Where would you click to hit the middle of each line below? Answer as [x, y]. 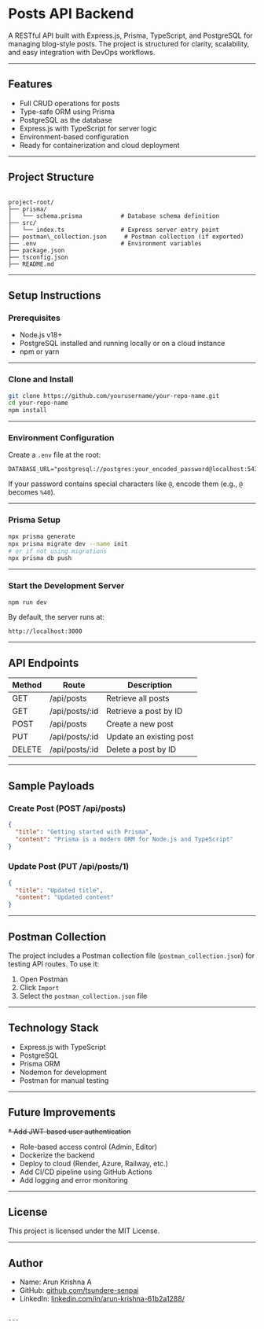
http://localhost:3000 [45, 631]
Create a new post [140, 724]
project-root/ [31, 202]
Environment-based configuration [74, 136]
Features [30, 85]
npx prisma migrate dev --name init [68, 543]
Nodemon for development [63, 1072]
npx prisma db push [40, 558]
